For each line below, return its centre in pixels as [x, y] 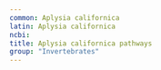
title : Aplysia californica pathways [81, 43]
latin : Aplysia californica [63, 26]
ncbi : [20, 35]
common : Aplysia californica [65, 18]
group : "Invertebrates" [55, 52]
